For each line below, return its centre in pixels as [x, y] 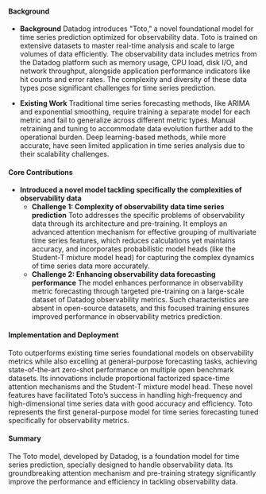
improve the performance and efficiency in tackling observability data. [123, 481]
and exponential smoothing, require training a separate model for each [135, 112]
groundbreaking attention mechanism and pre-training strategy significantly [132, 473]
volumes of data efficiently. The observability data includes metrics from [138, 54]
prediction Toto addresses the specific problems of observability [138, 216]
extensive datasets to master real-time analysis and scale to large [127, 46]
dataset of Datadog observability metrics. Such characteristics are [140, 300]
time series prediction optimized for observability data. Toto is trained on [139, 37]
